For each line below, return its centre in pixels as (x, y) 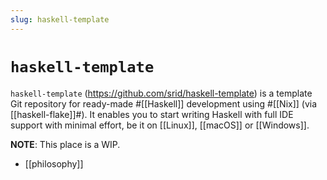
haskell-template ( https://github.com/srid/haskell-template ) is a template (161, 93)
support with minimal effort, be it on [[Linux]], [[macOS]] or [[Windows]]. (160, 125)
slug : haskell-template (60, 19)
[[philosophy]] (54, 163)
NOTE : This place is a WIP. (65, 144)
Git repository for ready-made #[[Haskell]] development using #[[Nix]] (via (164, 103)
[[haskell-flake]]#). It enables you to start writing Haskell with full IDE (152, 114)
